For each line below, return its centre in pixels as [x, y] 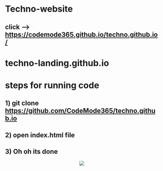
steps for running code [52, 85]
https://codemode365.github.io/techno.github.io [81, 34]
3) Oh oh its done [32, 152]
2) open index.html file [40, 135]
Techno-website [39, 9]
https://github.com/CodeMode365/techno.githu [80, 111]
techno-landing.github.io [57, 63]
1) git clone [22, 103]
